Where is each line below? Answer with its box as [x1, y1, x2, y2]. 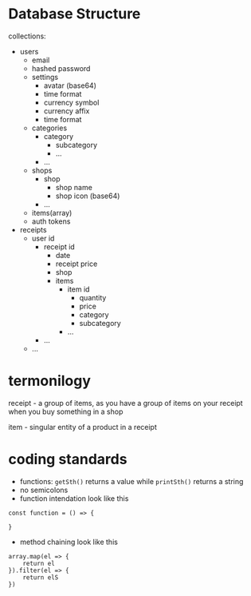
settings [31, 72, 58, 81]
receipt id [43, 241, 76, 252]
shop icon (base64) [55, 191, 120, 201]
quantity [79, 292, 107, 302]
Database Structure [8, 5, 141, 23]
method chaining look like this [19, 537, 118, 546]
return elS [22, 573, 59, 582]
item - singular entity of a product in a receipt [8, 422, 157, 431]
